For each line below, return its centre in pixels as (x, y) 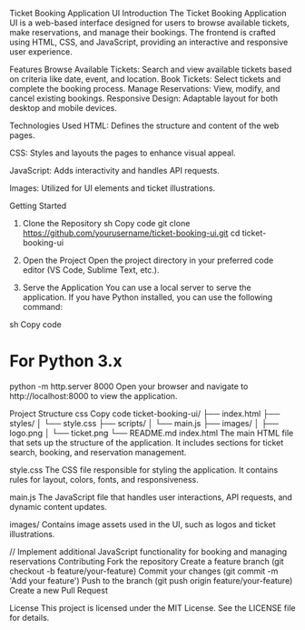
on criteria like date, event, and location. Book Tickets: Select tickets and (145, 79)
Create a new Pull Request (59, 590)
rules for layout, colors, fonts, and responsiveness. (104, 479)
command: (43, 307)
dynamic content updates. (58, 506)
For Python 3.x (66, 361)
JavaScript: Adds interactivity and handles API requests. (114, 170)
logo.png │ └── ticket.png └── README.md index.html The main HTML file (152, 433)
